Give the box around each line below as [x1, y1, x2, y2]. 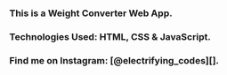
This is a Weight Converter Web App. [9, 7, 173, 19]
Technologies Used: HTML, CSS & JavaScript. [9, 30, 211, 42]
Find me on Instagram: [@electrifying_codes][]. [9, 54, 220, 66]
